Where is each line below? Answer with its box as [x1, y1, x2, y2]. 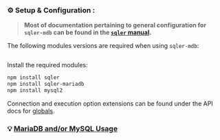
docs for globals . [7, 106, 55, 115]
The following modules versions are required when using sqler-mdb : [7, 42, 199, 50]
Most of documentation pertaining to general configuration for [23, 21, 207, 30]
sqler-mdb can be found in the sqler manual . [23, 28, 152, 36]
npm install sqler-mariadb [7, 81, 85, 88]
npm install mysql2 [7, 87, 63, 94]
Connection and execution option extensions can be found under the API [7, 99, 213, 108]
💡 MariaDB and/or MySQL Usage [7, 124, 118, 133]
